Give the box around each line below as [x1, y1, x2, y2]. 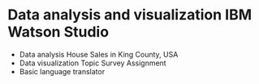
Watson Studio [7, 23, 110, 41]
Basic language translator [19, 66, 106, 76]
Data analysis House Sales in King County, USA [19, 49, 179, 59]
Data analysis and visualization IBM [7, 6, 253, 24]
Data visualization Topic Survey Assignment [19, 58, 167, 68]
